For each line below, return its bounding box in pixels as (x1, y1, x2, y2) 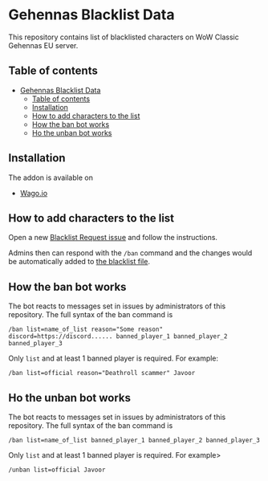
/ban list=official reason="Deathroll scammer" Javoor (8, 369, 196, 377)
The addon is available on (8, 173, 94, 182)
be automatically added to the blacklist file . (8, 257, 151, 267)
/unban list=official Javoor (8, 466, 106, 474)
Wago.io (19, 188, 48, 198)
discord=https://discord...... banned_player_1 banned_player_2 (8, 332, 228, 340)
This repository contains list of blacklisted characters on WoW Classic (8, 32, 239, 42)
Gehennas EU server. (8, 40, 79, 50)
